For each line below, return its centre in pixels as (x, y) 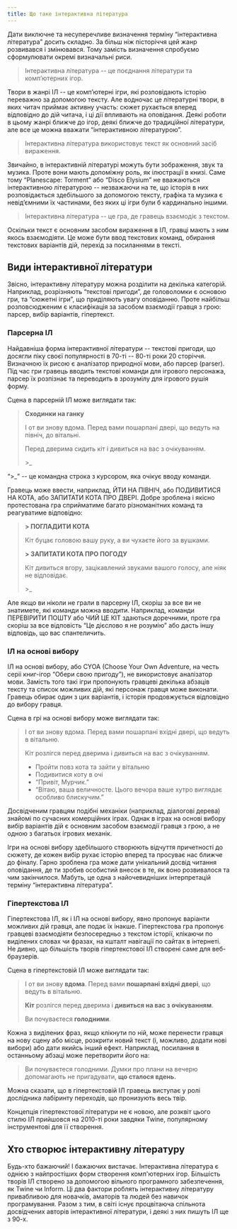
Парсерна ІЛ (30, 333)
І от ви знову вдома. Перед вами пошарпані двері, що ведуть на (122, 427)
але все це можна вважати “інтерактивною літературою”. (95, 129)
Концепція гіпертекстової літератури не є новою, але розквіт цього (109, 1112)
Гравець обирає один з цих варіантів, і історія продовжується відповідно (118, 697)
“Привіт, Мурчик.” (62, 782)
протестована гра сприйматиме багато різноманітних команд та (105, 505)
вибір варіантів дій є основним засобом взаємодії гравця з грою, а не (114, 826)
